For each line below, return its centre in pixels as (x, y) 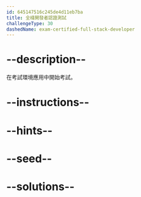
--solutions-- (41, 186)
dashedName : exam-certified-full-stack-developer (71, 29)
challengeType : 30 (30, 23)
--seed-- (29, 159)
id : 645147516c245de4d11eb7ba (45, 12)
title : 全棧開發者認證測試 (37, 18)
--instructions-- (48, 102)
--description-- (46, 60)
